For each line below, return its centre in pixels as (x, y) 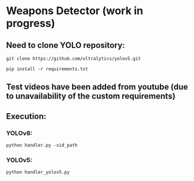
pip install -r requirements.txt (47, 69)
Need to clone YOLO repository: (66, 45)
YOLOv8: (19, 133)
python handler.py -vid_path (42, 146)
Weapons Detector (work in (75, 11)
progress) (31, 23)
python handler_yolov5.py (38, 172)
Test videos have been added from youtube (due (97, 87)
